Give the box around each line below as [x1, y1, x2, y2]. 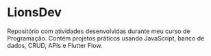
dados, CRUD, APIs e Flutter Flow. [7, 41, 103, 49]
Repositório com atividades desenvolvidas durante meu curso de [7, 27, 190, 35]
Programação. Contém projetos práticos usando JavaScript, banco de [7, 34, 205, 42]
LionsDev [7, 5, 62, 20]
